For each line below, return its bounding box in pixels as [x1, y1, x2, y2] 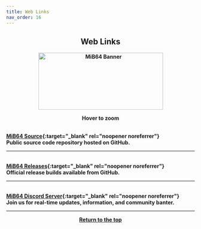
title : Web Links [6, 8, 50, 15]
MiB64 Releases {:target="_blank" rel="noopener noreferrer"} [6, 162, 165, 170]
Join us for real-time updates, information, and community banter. [6, 199, 175, 206]
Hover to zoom [81, 115, 120, 122]
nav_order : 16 [6, 14, 42, 20]
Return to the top [79, 216, 122, 224]
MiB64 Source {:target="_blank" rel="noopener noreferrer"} [6, 132, 160, 140]
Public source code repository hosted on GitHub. [6, 139, 130, 146]
